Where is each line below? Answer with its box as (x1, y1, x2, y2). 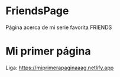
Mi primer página (5, 44, 91, 58)
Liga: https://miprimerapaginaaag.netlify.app (5, 64, 114, 71)
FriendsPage (5, 4, 69, 18)
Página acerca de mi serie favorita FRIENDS (5, 24, 112, 31)
